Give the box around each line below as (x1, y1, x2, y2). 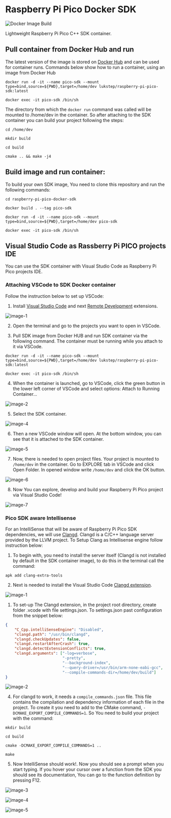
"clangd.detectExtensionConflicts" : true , (14, 646, 106, 652)
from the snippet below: (12, 612, 63, 618)
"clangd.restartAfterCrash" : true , (14, 641, 90, 646)
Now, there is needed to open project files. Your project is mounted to (12, 455, 159, 462)
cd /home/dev (5, 127, 33, 132)
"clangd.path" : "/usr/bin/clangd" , (14, 632, 90, 637)
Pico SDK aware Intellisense (5, 514, 77, 521)
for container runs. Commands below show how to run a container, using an (5, 64, 165, 70)
